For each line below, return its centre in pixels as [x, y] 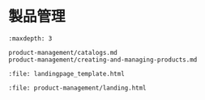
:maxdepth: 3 [30, 38]
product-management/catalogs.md [63, 52]
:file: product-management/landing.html [78, 88]
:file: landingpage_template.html [67, 73]
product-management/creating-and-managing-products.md [103, 60]
